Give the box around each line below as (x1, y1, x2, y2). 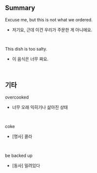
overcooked (5, 94, 29, 100)
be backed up (5, 153, 33, 158)
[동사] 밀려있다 (12, 162, 40, 168)
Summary (5, 4, 35, 12)
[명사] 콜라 (12, 133, 32, 139)
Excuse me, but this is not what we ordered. (5, 17, 93, 22)
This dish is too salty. (5, 46, 48, 52)
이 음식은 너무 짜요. (12, 56, 48, 62)
